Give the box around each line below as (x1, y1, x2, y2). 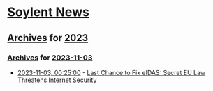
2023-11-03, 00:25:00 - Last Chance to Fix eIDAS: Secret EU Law (17, 68, 206, 76)
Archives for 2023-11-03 (7, 53, 93, 63)
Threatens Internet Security (17, 76, 97, 84)
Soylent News (7, 4, 89, 20)
